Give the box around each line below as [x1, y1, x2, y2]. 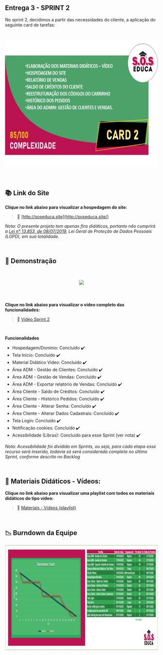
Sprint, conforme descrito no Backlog [5, 453, 80, 459]
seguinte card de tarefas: [5, 22, 55, 28]
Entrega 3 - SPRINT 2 [5, 4, 70, 12]
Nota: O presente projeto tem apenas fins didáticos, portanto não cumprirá [5, 223, 156, 229]
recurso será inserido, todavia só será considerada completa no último [5, 449, 147, 454]
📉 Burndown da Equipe [5, 529, 78, 537]
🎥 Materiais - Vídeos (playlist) [16, 504, 76, 510]
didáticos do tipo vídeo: [5, 495, 54, 501]
